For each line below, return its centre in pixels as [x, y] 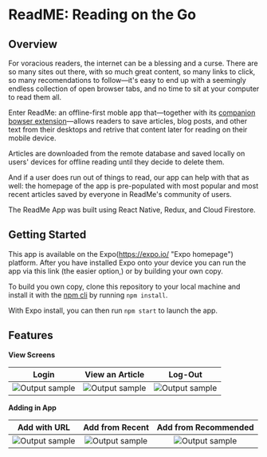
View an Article [115, 374]
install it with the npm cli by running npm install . [88, 295]
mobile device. [33, 138]
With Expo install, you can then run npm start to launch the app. [113, 310]
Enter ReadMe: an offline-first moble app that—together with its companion [132, 112]
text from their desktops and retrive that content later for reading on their [128, 130]
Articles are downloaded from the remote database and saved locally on [127, 154]
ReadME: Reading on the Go [102, 15]
